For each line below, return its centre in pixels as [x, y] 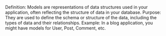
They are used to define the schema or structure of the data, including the [81, 18]
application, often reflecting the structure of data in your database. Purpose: [83, 12]
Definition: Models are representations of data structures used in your [77, 7]
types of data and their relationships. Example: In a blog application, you [79, 23]
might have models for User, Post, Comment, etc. [55, 28]
